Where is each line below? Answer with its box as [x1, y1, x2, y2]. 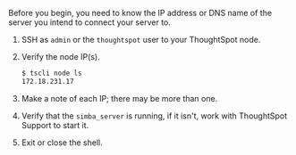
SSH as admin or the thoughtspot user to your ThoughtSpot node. [21, 35, 261, 45]
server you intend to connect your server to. [8, 17, 172, 28]
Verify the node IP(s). [21, 52, 100, 61]
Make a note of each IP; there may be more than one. [21, 93, 218, 103]
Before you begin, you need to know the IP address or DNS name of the [8, 8, 273, 18]
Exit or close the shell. [21, 137, 104, 148]
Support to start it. [21, 119, 89, 130]
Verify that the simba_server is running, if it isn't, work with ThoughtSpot [21, 110, 288, 121]
